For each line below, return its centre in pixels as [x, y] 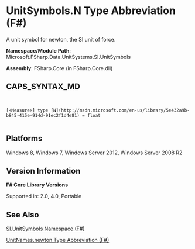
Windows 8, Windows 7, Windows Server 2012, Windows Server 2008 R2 [94, 153]
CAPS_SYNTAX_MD [43, 87]
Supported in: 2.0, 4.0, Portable [44, 196]
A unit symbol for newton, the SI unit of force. [61, 39]
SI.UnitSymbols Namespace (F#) [45, 229]
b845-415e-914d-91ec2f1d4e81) [43, 115]
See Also [23, 215]
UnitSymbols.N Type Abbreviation [91, 11]
